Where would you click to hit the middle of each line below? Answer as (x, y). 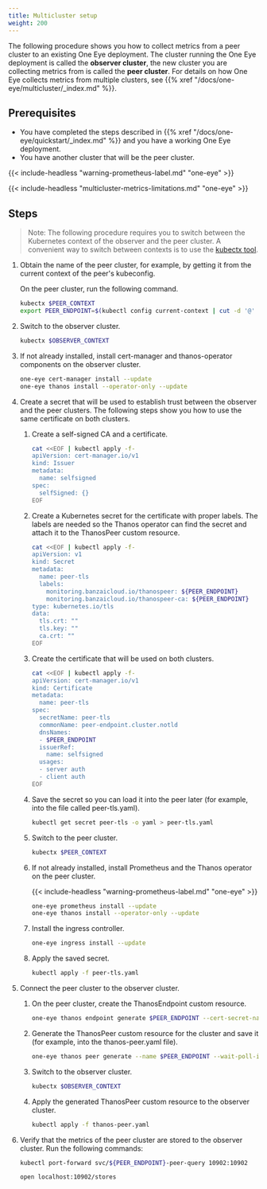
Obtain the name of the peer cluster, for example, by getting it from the (135, 265)
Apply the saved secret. (70, 958)
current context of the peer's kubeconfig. (87, 274)
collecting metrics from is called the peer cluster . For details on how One (128, 71)
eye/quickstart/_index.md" (63, 141)
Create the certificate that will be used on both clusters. (123, 659)
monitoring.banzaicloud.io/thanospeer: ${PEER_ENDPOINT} (142, 591)
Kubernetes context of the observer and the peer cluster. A (124, 241)
